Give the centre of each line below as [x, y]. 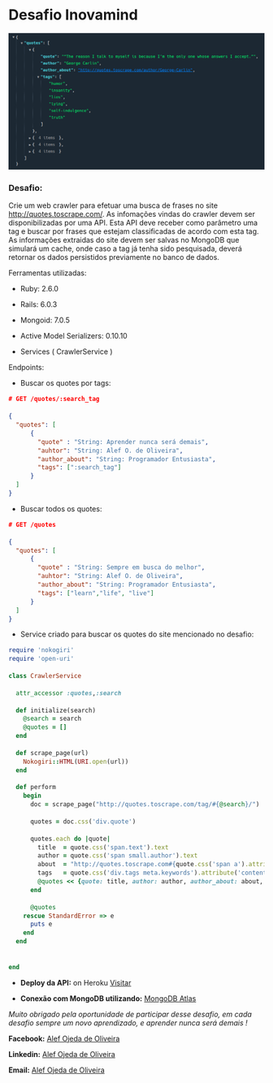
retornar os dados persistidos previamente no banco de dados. [114, 257]
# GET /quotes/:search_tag [54, 399]
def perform [36, 787]
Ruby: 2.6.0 [39, 289]
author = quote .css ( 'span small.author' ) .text [118, 856]
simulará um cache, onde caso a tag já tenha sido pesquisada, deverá [125, 248]
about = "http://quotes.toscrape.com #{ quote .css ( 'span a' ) [141, 865]
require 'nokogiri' [41, 650]
